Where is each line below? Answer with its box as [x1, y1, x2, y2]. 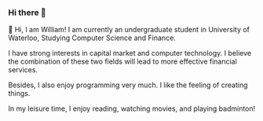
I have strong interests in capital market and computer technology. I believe [8, 49, 252, 58]
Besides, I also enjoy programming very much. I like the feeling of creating [8, 80, 249, 90]
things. [8, 89, 31, 98]
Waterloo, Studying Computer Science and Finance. [8, 33, 177, 42]
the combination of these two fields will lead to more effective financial [8, 57, 237, 66]
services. [8, 65, 38, 75]
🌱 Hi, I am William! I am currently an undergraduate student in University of [8, 25, 250, 35]
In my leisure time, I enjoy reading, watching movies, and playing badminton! [8, 104, 256, 113]
